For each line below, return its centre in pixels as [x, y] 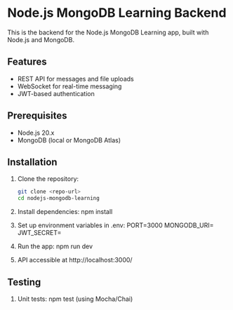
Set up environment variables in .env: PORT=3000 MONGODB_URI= [115, 225]
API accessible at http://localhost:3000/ [75, 260]
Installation [32, 162]
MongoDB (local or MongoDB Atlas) [69, 140]
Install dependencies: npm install [65, 212]
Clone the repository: [48, 179]
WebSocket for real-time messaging [69, 86]
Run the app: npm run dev [55, 246]
